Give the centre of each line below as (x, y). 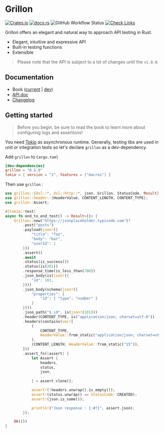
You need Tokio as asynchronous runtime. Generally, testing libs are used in (82, 142)
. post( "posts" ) (38, 225)
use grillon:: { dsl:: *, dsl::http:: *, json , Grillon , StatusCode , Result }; (83, 193)
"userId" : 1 (43, 243)
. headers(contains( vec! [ (48, 322)
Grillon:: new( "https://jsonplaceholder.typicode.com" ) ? (72, 220)
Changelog (23, 100)
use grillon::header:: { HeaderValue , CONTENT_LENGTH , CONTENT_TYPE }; (77, 198)
